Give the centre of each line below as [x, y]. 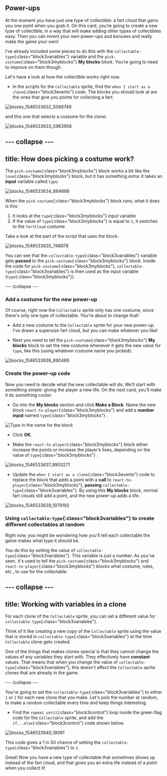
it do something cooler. [29, 395]
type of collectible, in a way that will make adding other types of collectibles [83, 31]
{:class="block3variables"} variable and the [59, 56]
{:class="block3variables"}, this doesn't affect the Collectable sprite [85, 668]
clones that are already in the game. [42, 673]
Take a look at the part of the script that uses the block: [62, 236]
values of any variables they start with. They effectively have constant [78, 657]
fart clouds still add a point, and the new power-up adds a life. [76, 495]
